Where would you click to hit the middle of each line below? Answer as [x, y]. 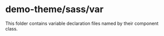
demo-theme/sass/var [55, 9]
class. [12, 28]
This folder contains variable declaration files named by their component [82, 23]
